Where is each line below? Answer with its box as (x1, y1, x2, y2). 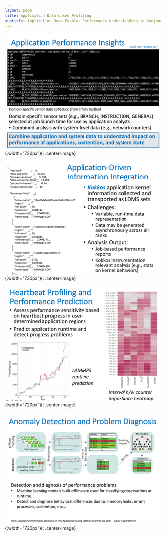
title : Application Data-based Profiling (5, 13, 92, 18)
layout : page (5, 8, 32, 13)
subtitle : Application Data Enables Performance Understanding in (5, 18, 145, 23)
